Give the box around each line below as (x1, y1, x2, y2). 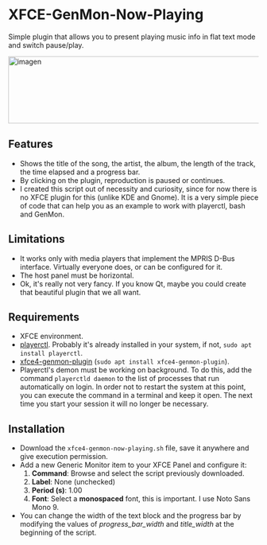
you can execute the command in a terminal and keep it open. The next (19, 391, 253, 400)
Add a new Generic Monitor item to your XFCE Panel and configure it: (19, 460, 247, 470)
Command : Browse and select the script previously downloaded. (31, 469, 245, 478)
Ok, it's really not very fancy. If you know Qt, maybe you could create (19, 278, 246, 288)
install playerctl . (19, 348, 83, 358)
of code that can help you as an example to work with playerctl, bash (19, 200, 246, 210)
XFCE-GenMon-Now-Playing (8, 6, 204, 24)
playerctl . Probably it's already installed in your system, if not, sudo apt (19, 340, 252, 349)
